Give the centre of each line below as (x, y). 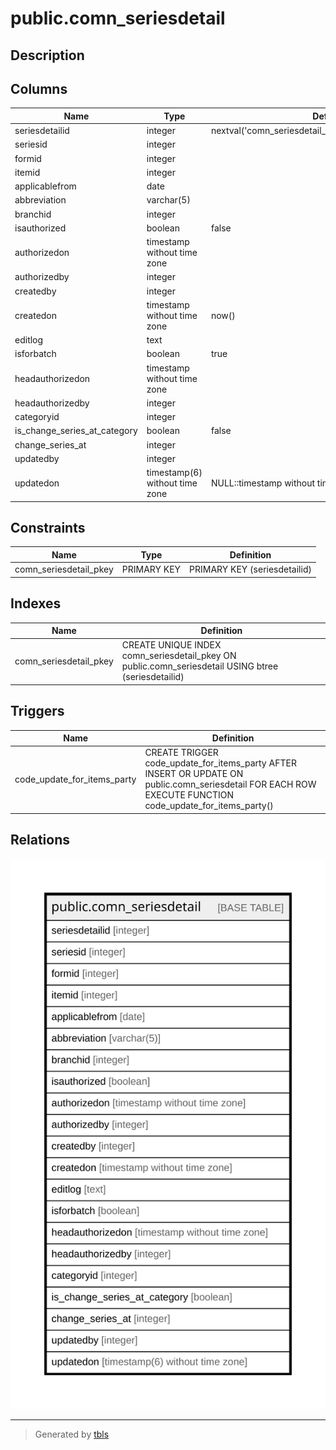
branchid (33, 214)
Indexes (36, 603)
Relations (40, 840)
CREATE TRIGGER (181, 753)
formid (28, 158)
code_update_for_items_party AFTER (220, 763)
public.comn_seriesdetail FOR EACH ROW (230, 784)
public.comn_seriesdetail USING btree (200, 666)
